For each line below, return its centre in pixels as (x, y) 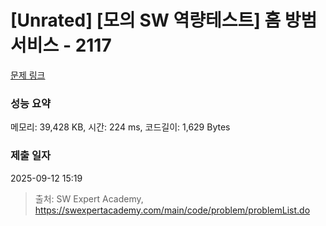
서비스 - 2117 (61, 45)
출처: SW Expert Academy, (89, 198)
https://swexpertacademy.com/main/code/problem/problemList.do (172, 210)
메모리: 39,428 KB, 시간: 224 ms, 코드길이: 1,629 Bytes (120, 127)
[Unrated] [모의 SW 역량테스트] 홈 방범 (164, 20)
